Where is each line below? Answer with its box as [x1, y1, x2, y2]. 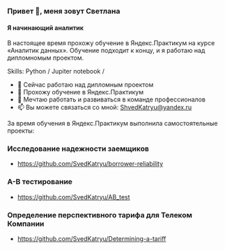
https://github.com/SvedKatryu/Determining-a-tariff [17, 235, 166, 243]
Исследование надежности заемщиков [7, 144, 150, 153]
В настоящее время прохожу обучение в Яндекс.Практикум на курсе [7, 39, 215, 47]
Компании [7, 219, 45, 228]
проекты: [7, 126, 35, 135]
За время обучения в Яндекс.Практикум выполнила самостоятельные [7, 119, 218, 128]
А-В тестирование [7, 177, 73, 187]
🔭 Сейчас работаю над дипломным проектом [17, 81, 154, 89]
